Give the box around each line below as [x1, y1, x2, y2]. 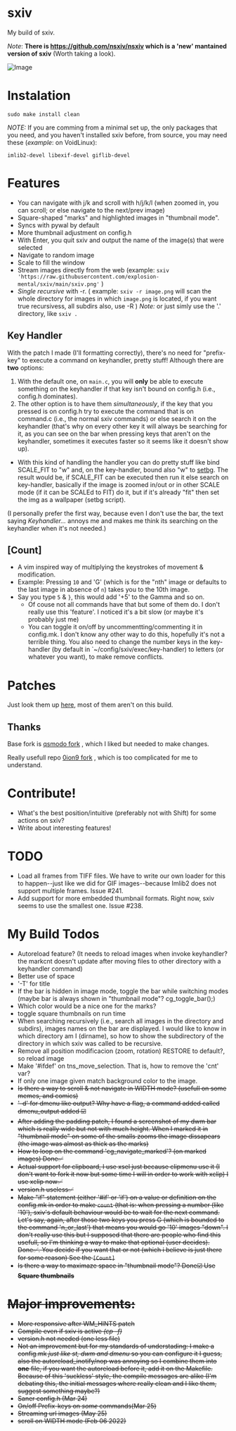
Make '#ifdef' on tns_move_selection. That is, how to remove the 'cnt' [17, 1061, 219, 1070]
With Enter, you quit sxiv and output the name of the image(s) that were [17, 236, 225, 244]
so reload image [17, 1054, 65, 1062]
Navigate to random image [17, 251, 95, 259]
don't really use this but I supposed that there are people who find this [17, 1230, 221, 1239]
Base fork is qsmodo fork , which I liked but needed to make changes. [7, 740, 209, 748]
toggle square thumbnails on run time [17, 1009, 126, 1018]
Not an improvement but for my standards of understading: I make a [17, 1342, 214, 1350]
